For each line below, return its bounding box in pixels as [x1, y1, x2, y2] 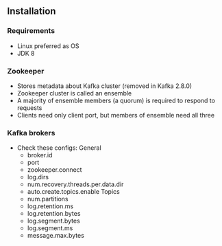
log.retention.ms [27, 202, 74, 210]
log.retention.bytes [27, 210, 81, 218]
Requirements [7, 26, 56, 36]
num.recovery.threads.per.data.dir [27, 180, 124, 188]
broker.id [27, 151, 53, 159]
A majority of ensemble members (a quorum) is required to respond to [16, 96, 216, 104]
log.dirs [27, 173, 49, 181]
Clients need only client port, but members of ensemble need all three [16, 111, 214, 119]
